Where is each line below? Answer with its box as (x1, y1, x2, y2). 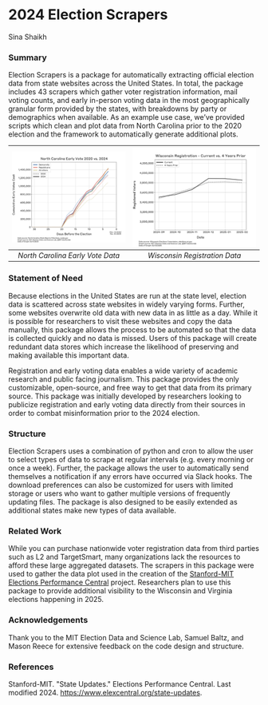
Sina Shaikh (8, 32, 47, 42)
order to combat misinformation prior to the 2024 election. (8, 408, 200, 418)
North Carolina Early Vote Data (18, 250, 120, 260)
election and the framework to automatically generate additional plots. (8, 129, 238, 139)
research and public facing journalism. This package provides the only (8, 374, 239, 384)
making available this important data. (8, 350, 129, 360)
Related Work (8, 525, 62, 537)
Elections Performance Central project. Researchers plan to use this (8, 577, 231, 588)
